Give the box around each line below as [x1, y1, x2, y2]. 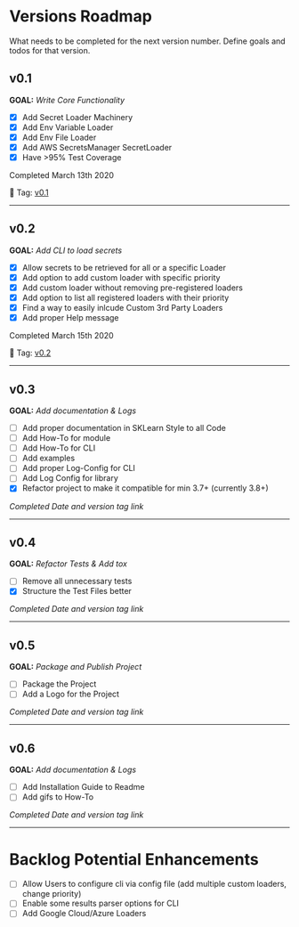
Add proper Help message [21, 313, 119, 323]
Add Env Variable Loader [21, 122, 114, 133]
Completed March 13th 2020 [9, 170, 114, 181]
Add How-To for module [21, 433, 111, 443]
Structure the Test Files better [21, 586, 132, 597]
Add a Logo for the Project [21, 688, 120, 700]
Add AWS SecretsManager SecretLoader [21, 142, 173, 152]
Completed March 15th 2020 [9, 330, 114, 341]
